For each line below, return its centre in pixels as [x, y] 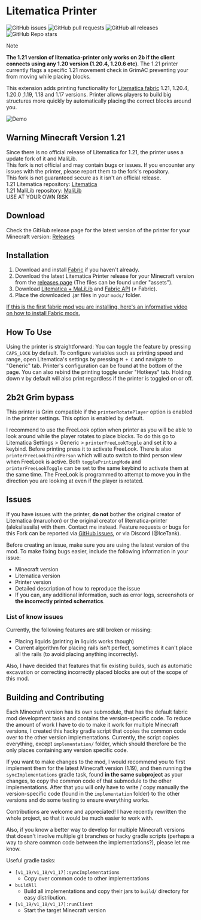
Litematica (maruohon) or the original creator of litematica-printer [87, 520]
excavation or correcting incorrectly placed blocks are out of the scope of [97, 672]
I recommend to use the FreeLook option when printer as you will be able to [99, 430]
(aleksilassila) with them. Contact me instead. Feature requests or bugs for [98, 527]
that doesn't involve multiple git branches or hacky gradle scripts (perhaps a [100, 836]
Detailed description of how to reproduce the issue [77, 588]
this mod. [18, 679]
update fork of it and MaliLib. [42, 158]
